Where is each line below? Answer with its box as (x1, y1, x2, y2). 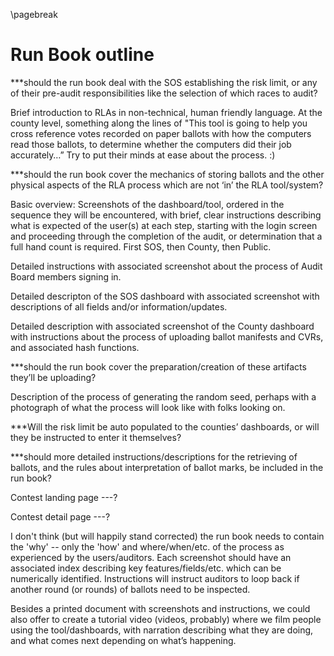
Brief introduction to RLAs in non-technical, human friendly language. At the (10, 106, 323, 118)
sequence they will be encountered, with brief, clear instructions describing (10, 209, 322, 221)
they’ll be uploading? (10, 371, 97, 383)
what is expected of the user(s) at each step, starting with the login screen (10, 219, 318, 231)
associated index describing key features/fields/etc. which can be (10, 562, 282, 574)
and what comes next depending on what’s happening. (10, 634, 237, 646)
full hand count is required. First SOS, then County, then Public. (10, 240, 272, 253)
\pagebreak (10, 9, 58, 20)
